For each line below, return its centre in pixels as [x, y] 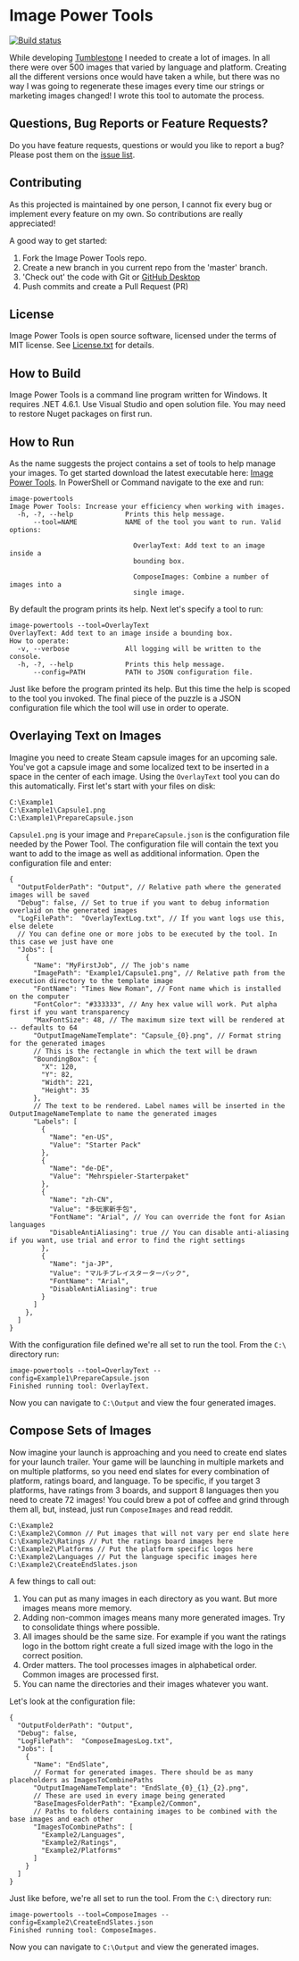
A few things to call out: [53, 1581]
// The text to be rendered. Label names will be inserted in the [159, 1106]
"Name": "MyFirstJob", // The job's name [111, 965]
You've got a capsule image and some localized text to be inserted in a [139, 767]
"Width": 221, [67, 1082]
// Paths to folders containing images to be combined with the [155, 1811]
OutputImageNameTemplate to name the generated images [113, 1114]
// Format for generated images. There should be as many [143, 1772]
